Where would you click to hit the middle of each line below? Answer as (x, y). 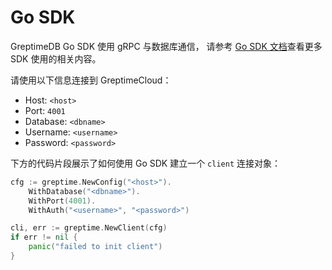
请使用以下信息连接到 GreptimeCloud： (91, 80)
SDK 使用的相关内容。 (56, 58)
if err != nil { (44, 237)
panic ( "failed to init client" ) (95, 247)
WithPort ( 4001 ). (62, 201)
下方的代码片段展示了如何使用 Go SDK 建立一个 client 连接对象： (145, 163)
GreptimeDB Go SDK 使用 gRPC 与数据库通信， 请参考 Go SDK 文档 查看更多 (166, 46)
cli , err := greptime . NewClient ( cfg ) (89, 228)
